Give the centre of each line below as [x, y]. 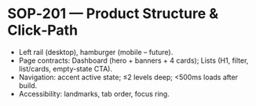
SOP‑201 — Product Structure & [113, 14]
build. [28, 85]
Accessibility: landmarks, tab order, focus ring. [94, 93]
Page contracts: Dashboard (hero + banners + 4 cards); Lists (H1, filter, [133, 60]
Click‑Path [43, 30]
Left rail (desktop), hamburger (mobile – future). [96, 52]
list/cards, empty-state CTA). [66, 68]
